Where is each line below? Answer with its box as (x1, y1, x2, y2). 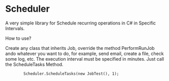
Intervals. (5, 25, 25, 31)
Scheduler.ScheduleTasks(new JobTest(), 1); (23, 71, 119, 76)
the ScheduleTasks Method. (5, 61, 63, 67)
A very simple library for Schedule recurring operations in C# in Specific (5, 20, 156, 26)
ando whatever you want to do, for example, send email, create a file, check (5, 50, 164, 57)
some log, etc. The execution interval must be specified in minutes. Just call (5, 56, 164, 62)
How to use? (5, 35, 31, 41)
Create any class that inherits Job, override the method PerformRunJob (5, 45, 155, 51)
